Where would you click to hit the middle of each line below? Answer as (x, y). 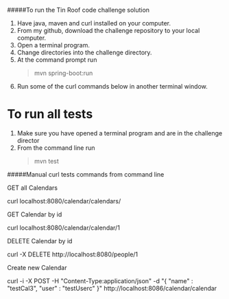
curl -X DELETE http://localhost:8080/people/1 (73, 254)
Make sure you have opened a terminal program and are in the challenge (120, 133)
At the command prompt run (57, 60)
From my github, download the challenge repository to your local (108, 31)
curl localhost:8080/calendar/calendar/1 (63, 228)
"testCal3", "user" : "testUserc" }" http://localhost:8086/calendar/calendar (112, 288)
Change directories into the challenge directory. (84, 52)
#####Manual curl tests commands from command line (86, 174)
